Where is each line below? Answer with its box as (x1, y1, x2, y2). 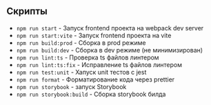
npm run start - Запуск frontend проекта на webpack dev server (16, 23, 204, 32)
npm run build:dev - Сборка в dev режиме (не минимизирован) (16, 46, 203, 54)
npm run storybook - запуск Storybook (16, 82, 127, 90)
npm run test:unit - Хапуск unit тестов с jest (16, 68, 147, 76)
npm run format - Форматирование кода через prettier (16, 75, 175, 84)
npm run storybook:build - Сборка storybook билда (16, 90, 166, 98)
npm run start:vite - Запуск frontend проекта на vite (16, 31, 172, 39)
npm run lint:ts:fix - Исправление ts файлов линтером (16, 60, 182, 68)
